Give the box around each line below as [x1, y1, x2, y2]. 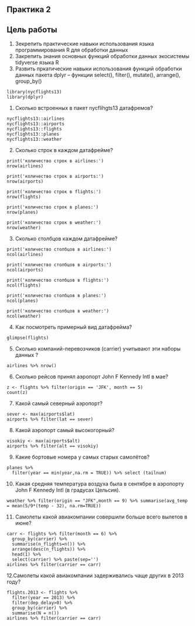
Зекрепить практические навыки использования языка [15, 41, 155, 48]
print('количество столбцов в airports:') [6, 262, 112, 268]
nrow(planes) [6, 210, 39, 216]
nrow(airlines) [6, 163, 44, 169]
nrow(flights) [6, 194, 42, 200]
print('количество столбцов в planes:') [6, 293, 107, 299]
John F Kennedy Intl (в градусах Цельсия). [15, 487, 121, 494]
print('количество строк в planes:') [6, 204, 99, 210]
